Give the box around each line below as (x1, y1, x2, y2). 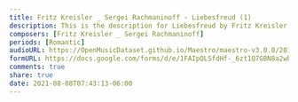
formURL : (9, 54, 42, 63)
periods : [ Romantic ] (9, 37, 86, 47)
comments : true (9, 63, 66, 72)
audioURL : (9, 46, 46, 55)
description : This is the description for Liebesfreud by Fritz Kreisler (9, 21, 288, 30)
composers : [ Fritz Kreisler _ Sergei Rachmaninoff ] (9, 29, 204, 38)
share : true (9, 71, 53, 80)
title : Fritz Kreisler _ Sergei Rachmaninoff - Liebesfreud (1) (9, 12, 252, 22)
